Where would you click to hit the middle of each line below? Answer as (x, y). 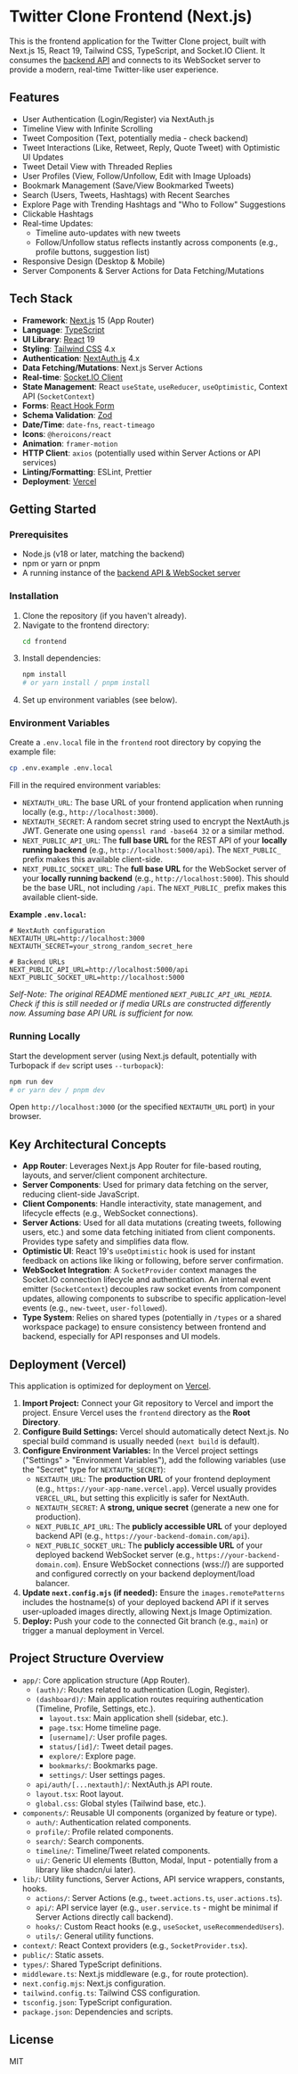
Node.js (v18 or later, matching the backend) (103, 554)
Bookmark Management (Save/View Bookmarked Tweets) (128, 185)
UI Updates (43, 157)
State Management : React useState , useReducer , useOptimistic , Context (155, 386)
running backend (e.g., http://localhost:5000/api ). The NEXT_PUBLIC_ (152, 850)
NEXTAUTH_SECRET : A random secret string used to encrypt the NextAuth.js (156, 821)
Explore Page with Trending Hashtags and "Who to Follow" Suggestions (154, 204)
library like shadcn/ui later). (85, 1869)
